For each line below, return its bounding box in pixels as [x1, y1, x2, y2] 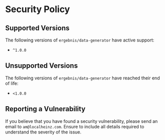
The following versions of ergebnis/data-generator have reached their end [5, 75, 160, 81]
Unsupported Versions [5, 62, 78, 70]
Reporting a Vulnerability [5, 105, 86, 113]
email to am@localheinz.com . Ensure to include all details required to [5, 123, 144, 129]
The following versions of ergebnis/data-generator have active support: [5, 37, 154, 43]
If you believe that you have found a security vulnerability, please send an [5, 118, 158, 124]
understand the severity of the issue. [5, 129, 81, 135]
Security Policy [5, 4, 70, 15]
